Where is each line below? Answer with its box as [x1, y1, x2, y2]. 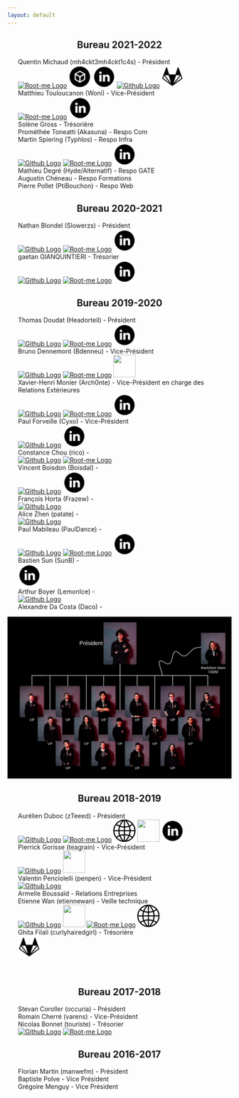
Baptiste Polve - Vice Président [17, 1074, 109, 1084]
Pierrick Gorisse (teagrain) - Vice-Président [17, 843, 146, 851]
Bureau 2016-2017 [78, 1048, 161, 1060]
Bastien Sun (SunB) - [17, 556, 80, 565]
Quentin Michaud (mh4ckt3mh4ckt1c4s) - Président [17, 58, 171, 66]
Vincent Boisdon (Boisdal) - [17, 464, 99, 472]
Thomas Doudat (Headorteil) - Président [17, 316, 137, 325]
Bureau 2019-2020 [76, 297, 163, 309]
